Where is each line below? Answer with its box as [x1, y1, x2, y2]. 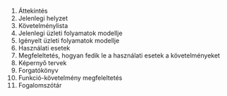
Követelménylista [18, 22, 68, 29]
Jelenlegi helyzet [18, 14, 68, 22]
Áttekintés [18, 7, 48, 15]
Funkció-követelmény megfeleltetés [18, 74, 123, 82]
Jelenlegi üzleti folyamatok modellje [18, 29, 123, 37]
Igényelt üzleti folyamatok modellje [18, 36, 120, 45]
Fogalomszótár [18, 81, 62, 89]
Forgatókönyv [18, 67, 59, 74]
